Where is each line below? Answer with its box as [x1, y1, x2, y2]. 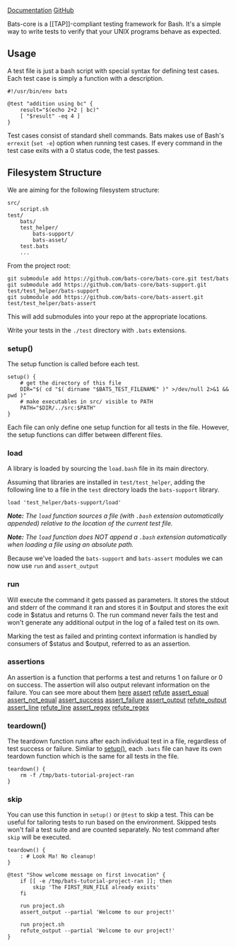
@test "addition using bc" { [7, 100, 93, 107]
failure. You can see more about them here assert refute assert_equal [7, 688, 209, 696]
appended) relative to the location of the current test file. [7, 519, 173, 528]
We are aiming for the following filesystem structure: [7, 186, 160, 194]
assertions [7, 657, 45, 667]
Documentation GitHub [7, 6, 74, 14]
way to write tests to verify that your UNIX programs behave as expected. [7, 28, 221, 35]
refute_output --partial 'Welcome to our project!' [20, 927, 175, 934]
